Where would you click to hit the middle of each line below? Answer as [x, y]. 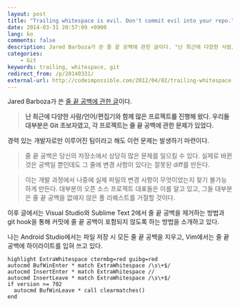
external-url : [29, 80]
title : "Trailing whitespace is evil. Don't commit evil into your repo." [121, 21]
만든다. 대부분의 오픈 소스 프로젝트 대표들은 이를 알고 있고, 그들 [126, 189]
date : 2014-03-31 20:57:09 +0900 [57, 27]
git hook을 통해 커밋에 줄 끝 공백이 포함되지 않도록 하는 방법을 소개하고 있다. [114, 222]
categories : [25, 54]
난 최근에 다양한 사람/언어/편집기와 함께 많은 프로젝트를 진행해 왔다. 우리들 [127, 117]
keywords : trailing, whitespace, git [64, 67]
